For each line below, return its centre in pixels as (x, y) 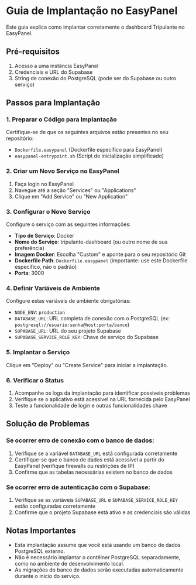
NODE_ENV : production (40, 312)
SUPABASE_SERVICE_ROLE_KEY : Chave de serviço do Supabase (87, 337)
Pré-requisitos (33, 52)
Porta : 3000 (29, 273)
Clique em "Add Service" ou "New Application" (71, 196)
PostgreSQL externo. (40, 551)
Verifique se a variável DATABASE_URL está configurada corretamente (96, 453)
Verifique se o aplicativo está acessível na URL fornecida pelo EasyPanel (102, 399)
